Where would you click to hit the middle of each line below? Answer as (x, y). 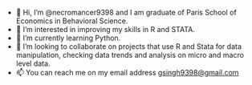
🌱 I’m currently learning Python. (68, 38)
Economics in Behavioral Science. (72, 21)
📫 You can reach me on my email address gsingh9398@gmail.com (127, 73)
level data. (33, 63)
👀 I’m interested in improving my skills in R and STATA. (105, 29)
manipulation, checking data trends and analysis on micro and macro (130, 55)
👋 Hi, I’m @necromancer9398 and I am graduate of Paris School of (126, 12)
